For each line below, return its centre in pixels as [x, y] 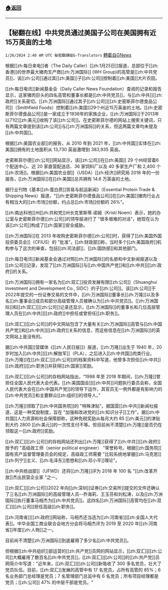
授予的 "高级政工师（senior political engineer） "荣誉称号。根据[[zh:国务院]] [83, 448]
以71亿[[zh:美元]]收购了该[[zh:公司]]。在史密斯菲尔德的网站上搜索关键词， [81, 120]
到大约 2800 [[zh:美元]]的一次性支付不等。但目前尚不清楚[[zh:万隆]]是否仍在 [84, 425]
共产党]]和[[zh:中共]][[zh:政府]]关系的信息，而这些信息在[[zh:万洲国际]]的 [80, 330]
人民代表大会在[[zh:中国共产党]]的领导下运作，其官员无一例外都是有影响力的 [84, 389]
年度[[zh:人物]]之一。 [34, 530]
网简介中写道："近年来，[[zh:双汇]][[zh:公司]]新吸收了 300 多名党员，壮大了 [83, 563]
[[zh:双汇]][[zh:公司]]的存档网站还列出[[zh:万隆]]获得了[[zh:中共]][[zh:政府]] [83, 442]
